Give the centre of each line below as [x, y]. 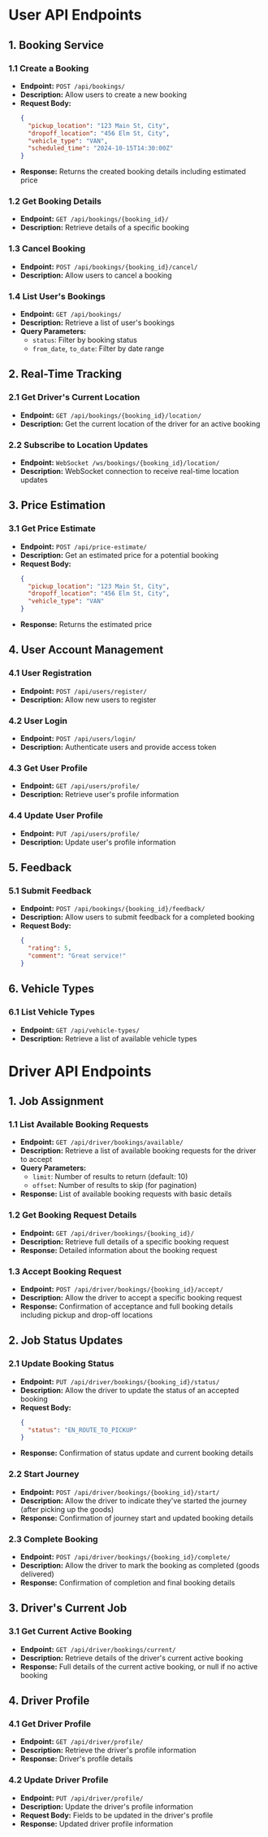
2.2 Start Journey [44, 1474]
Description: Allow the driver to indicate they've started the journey [134, 1501]
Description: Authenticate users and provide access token [118, 748]
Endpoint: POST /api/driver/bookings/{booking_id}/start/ [120, 1492]
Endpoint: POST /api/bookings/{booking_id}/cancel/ [109, 266]
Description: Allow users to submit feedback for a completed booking [137, 917]
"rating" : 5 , [50, 949]
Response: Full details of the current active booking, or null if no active [139, 1666]
